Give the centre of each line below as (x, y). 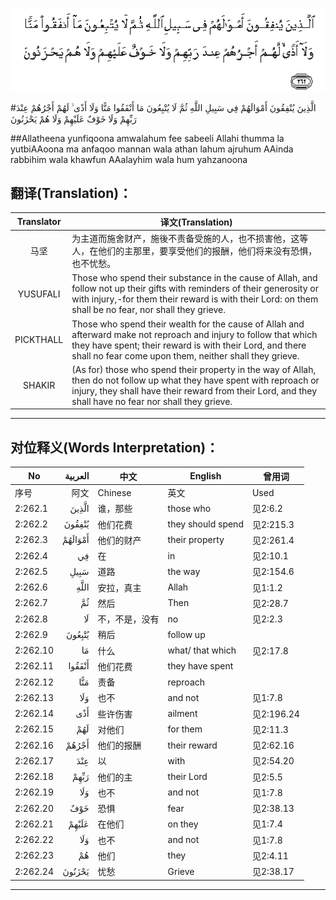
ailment (182, 714)
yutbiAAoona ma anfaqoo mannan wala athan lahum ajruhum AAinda (152, 149)
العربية (77, 476)
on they (183, 824)
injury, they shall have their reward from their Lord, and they (194, 390)
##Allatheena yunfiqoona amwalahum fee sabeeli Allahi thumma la (147, 138)
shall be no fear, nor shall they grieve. (148, 310)
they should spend (205, 524)
